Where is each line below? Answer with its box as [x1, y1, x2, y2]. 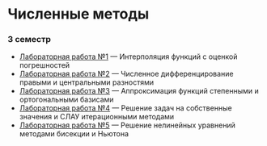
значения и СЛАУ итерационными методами [19, 112, 175, 122]
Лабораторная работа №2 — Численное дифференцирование [19, 69, 234, 79]
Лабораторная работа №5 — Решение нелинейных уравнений [19, 120, 235, 130]
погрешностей [19, 60, 70, 70]
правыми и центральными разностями [19, 77, 155, 87]
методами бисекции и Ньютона [19, 129, 129, 139]
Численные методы [7, 5, 150, 23]
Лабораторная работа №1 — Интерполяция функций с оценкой [19, 52, 238, 61]
